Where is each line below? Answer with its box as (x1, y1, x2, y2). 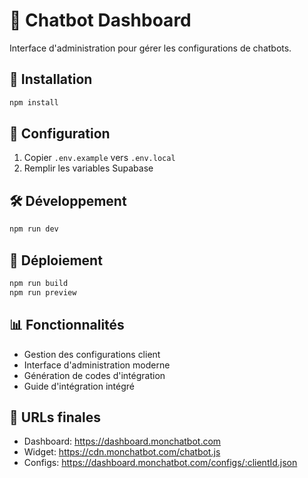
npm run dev (9, 224, 59, 234)
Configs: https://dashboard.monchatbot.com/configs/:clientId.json (23, 457, 298, 469)
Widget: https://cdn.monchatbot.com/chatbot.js (23, 446, 221, 458)
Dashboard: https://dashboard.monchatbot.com (23, 435, 222, 448)
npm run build (9, 278, 69, 288)
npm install (9, 97, 59, 108)
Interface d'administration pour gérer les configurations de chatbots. (9, 42, 292, 54)
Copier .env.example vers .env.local (23, 152, 176, 164)
